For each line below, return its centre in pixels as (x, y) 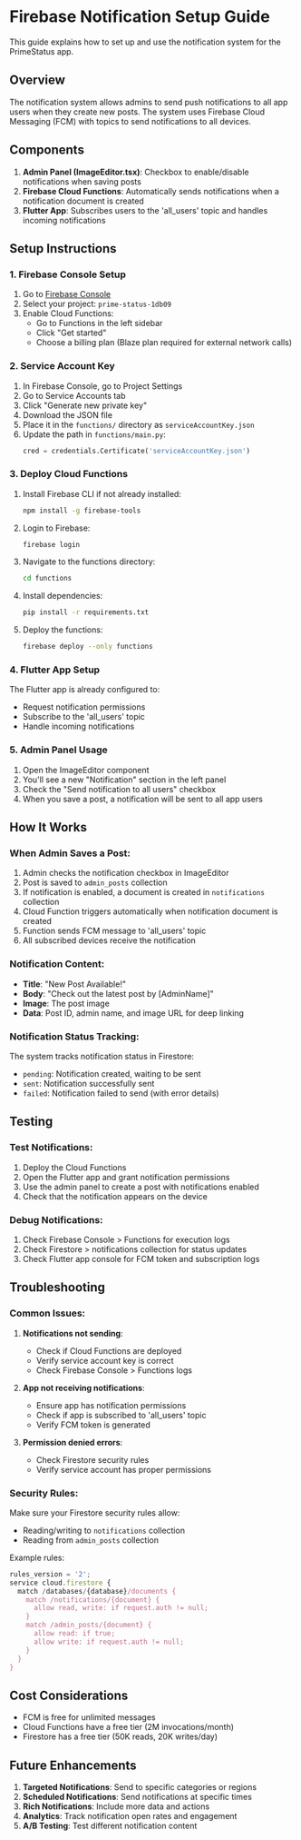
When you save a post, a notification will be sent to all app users (142, 799)
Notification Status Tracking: (74, 1036)
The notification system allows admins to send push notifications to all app (149, 102)
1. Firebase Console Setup (68, 274)
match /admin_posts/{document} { (89, 1625)
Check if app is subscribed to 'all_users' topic (121, 1415)
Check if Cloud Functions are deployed (109, 1350)
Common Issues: (48, 1313)
